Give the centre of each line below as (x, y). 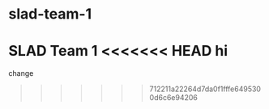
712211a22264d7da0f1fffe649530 (205, 89)
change (21, 73)
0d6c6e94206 (174, 98)
